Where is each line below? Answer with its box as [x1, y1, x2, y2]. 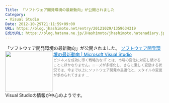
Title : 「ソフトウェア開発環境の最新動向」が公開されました [5, 7, 115, 13]
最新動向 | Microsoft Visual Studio [62, 51, 132, 57]
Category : [5, 12, 26, 17]
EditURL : [5, 31, 24, 36]
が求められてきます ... [53, 73, 89, 78]
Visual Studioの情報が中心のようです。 [5, 92, 85, 98]
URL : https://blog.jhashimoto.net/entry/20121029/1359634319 [5, 26, 136, 31]
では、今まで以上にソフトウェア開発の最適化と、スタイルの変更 [57, 68, 162, 73]
